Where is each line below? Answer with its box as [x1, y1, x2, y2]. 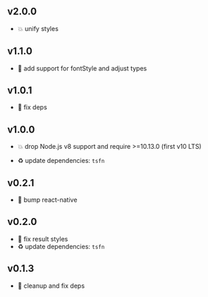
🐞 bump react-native [17, 195, 78, 204]
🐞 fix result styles [17, 234, 68, 243]
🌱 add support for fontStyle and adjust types [17, 63, 147, 73]
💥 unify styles [17, 24, 59, 32]
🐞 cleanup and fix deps [17, 281, 85, 290]
